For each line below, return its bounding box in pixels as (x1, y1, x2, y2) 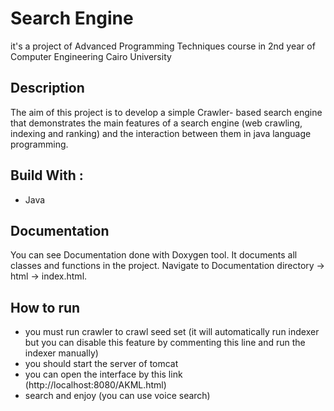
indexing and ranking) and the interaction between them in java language (10, 127, 312, 139)
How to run (10, 299, 81, 316)
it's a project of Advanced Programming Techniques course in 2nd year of (10, 40, 316, 52)
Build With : (10, 167, 84, 184)
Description (10, 80, 85, 97)
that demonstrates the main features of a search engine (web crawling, (10, 117, 303, 129)
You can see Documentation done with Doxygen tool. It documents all (10, 249, 298, 261)
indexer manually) (24, 347, 99, 359)
